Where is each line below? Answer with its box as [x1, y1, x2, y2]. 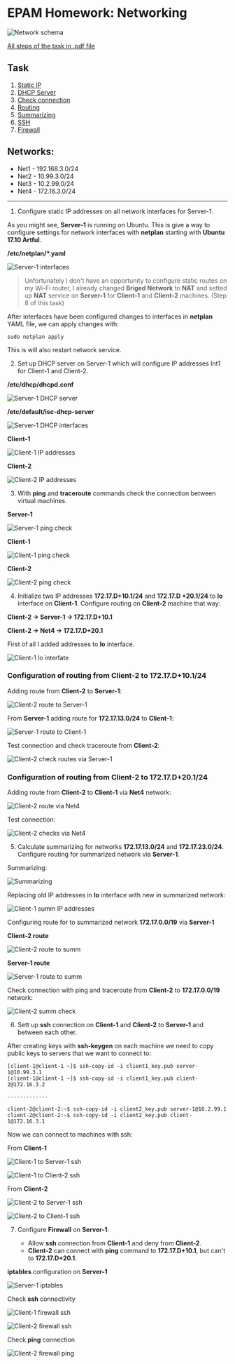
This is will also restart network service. [7, 345, 122, 354]
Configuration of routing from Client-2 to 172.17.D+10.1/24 [7, 671, 207, 681]
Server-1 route [7, 959, 50, 968]
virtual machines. [17, 496, 68, 504]
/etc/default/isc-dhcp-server [7, 407, 94, 415]
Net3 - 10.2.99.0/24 [17, 179, 75, 187]
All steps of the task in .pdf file [7, 41, 96, 50]
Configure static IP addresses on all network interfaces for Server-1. [17, 207, 214, 215]
